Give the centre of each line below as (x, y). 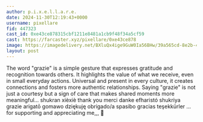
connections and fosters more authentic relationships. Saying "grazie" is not (101, 87)
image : (14, 46)
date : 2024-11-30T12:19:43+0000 (47, 17)
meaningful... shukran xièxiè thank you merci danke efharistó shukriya (94, 100)
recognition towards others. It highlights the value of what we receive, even (100, 74)
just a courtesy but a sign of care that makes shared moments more (91, 93)
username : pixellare (32, 23)
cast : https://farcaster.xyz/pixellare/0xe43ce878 (71, 40)
